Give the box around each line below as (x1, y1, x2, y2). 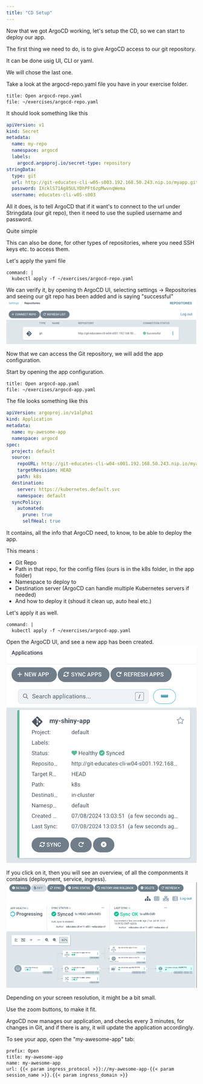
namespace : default (17, 492, 66, 498)
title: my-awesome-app (6, 1054, 63, 1060)
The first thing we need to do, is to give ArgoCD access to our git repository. (6, 45, 196, 53)
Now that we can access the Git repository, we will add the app (6, 350, 164, 358)
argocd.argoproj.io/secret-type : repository (17, 160, 131, 166)
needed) (14, 591, 36, 598)
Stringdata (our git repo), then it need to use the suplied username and (6, 209, 182, 217)
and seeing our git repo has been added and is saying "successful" (6, 293, 174, 300)
